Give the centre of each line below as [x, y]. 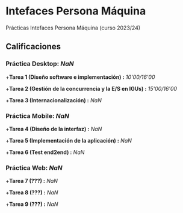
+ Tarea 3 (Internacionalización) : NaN [54, 100]
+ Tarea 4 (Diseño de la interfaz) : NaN [54, 129]
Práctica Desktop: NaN [40, 64]
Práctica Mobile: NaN [38, 116]
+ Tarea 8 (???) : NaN [32, 193]
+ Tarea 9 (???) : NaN [32, 204]
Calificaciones [33, 47]
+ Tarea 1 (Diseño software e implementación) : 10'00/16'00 [80, 77]
